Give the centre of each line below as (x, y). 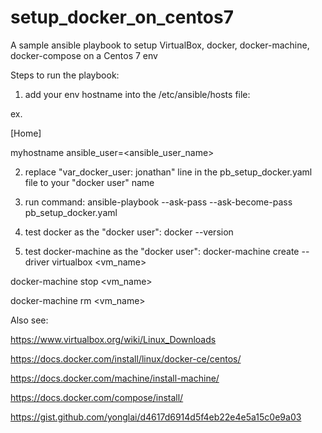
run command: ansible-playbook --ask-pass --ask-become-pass (158, 202)
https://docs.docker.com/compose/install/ (97, 397)
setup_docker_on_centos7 (122, 17)
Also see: (29, 320)
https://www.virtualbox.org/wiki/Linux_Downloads (113, 339)
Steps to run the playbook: (65, 75)
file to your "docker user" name (89, 182)
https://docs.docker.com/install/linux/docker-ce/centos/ (126, 358)
